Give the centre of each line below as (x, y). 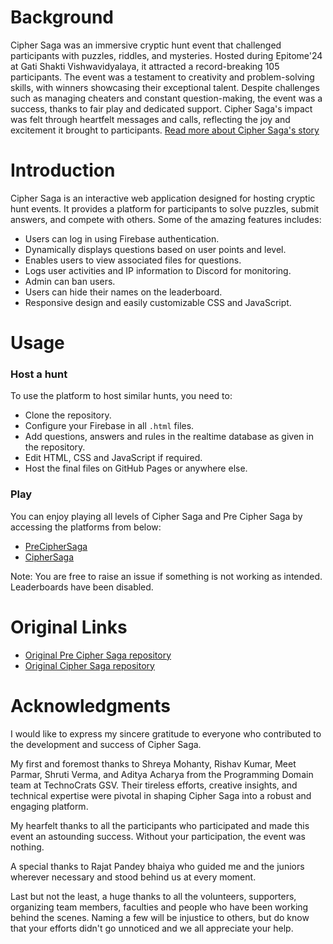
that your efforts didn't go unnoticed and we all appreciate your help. (152, 928)
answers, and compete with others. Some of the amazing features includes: (166, 219)
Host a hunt (39, 374)
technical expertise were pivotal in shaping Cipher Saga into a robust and (161, 795)
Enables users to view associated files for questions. (133, 260)
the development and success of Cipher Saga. (106, 744)
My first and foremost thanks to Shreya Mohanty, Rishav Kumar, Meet (153, 763)
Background (62, 17)
